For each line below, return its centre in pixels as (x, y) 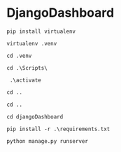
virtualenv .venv (32, 43)
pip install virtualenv (41, 31)
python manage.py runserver (48, 141)
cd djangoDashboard (35, 116)
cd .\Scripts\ (27, 68)
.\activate (25, 80)
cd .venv (19, 56)
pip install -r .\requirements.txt (58, 129)
